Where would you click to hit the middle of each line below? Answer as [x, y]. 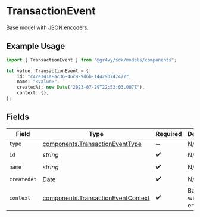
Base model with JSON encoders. [48, 27]
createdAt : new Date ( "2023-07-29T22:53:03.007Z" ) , [81, 88]
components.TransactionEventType [92, 144]
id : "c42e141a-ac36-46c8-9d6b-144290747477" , [74, 76]
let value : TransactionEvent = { [48, 71]
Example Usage [36, 46]
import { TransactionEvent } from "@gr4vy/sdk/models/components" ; [92, 60]
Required [169, 134]
